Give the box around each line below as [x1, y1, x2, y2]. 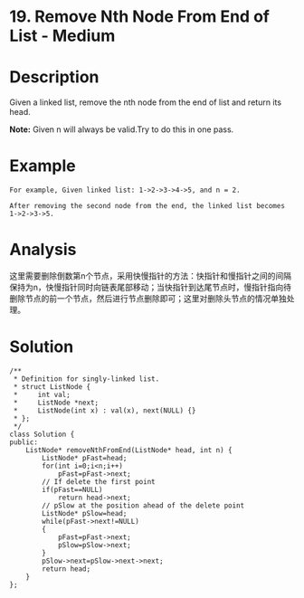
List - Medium [9, 25, 116, 46]
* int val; [13, 390, 71, 399]
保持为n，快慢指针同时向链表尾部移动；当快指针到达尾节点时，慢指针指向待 [9, 282, 292, 292]
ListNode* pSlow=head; [42, 508, 128, 517]
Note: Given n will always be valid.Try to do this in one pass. [9, 124, 234, 135]
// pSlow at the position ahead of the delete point [42, 500, 245, 510]
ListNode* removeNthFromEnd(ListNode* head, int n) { [25, 445, 233, 454]
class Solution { [9, 430, 75, 439]
